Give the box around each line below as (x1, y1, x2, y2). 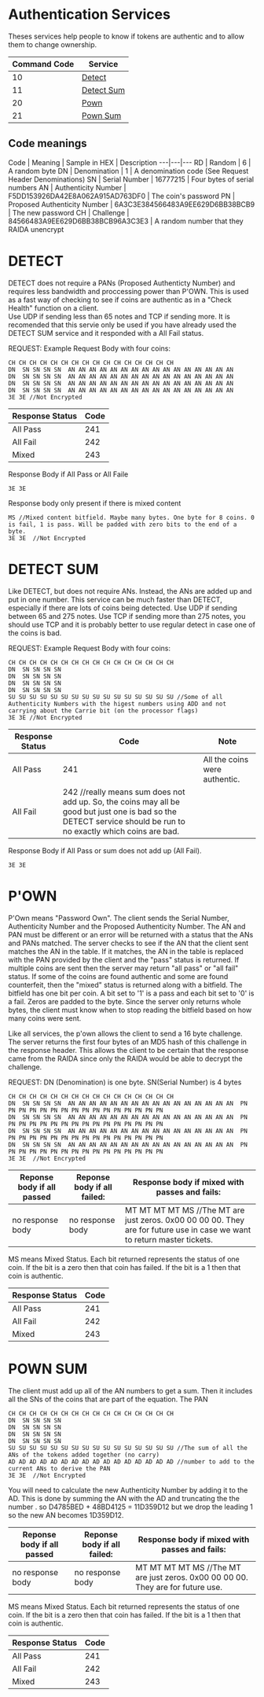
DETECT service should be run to (62, 815, 186, 826)
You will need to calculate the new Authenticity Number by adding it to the (8, 1485, 248, 1495)
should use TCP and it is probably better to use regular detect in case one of (8, 620, 255, 629)
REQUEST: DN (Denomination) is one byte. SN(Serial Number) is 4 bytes (8, 1077, 242, 1087)
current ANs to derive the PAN (8, 1464, 111, 1472)
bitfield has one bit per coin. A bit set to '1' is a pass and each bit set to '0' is (8, 988, 255, 998)
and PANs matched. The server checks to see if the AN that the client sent (8, 938, 249, 948)
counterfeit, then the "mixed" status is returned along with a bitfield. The (8, 980, 243, 989)
